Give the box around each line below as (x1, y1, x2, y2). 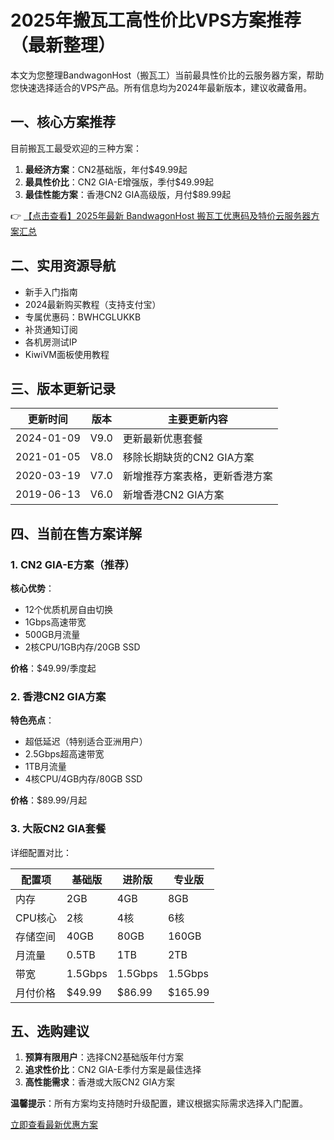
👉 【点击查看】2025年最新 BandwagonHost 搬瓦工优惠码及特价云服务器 (10, 209, 312, 221)
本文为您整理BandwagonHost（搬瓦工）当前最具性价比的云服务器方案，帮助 (10, 69, 325, 81)
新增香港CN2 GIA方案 (122, 488, 225, 502)
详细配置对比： (10, 846, 72, 858)
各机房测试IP (24, 336, 78, 348)
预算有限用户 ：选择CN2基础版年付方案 (24, 1051, 185, 1063)
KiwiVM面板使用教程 (24, 348, 110, 360)
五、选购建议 (10, 1023, 90, 1040)
